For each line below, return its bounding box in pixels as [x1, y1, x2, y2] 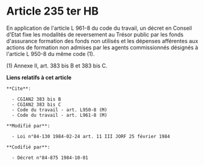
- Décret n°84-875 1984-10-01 [12, 154, 88, 161]
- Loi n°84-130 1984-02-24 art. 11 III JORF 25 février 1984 [12, 133, 171, 139]
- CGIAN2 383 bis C [12, 102, 62, 108]
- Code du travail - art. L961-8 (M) [12, 112, 108, 118]
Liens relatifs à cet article [6, 74, 72, 81]
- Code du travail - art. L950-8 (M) [12, 106, 108, 113]
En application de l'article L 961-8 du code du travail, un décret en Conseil [6, 24, 192, 32]
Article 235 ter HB [6, 4, 99, 18]
